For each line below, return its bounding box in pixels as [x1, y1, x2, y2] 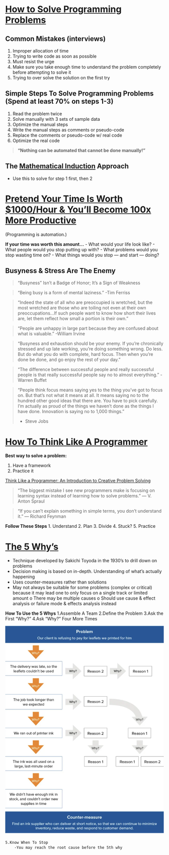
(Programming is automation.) [5, 231, 67, 237]
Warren [17, 377, 33, 383]
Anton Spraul [17, 498, 45, 504]
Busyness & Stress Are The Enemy [5, 266, 116, 275]
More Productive [5, 214, 76, 226]
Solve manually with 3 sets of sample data [12, 116, 101, 122]
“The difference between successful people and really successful [17, 367, 154, 373]
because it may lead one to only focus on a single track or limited [12, 590, 148, 596]
